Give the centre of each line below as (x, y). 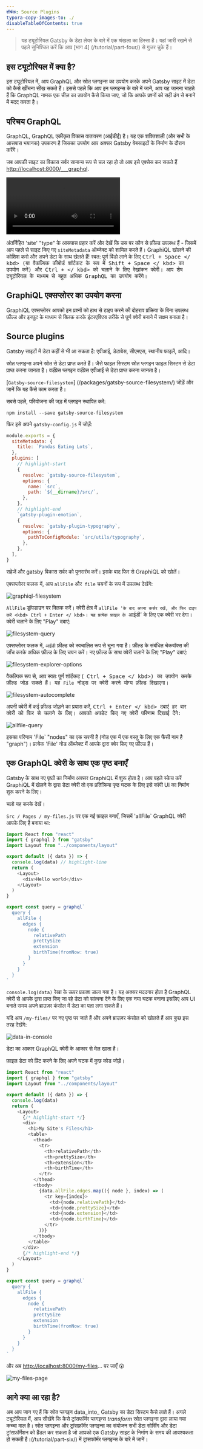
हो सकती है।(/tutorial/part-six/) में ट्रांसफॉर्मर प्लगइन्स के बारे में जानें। (77, 1439)
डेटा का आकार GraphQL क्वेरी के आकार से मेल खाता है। (63, 1049)
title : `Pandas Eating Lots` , (55, 447)
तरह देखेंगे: (17, 1025)
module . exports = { (31, 435)
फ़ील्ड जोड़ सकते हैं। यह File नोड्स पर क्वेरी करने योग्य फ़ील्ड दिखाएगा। (88, 683)
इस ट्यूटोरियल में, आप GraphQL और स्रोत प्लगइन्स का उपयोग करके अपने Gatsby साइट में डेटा (101, 81)
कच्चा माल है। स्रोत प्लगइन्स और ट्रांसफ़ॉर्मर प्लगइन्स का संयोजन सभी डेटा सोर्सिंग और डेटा (92, 1426)
